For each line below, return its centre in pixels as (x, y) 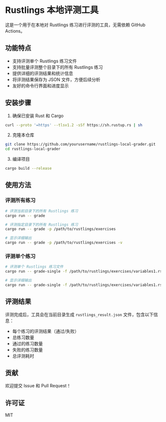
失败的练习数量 (27, 350)
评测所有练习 (21, 200)
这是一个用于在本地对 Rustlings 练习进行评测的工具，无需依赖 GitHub (75, 25)
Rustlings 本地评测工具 (52, 10)
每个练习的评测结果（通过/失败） (45, 331)
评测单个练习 (21, 256)
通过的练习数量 (27, 343)
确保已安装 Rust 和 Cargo (38, 116)
